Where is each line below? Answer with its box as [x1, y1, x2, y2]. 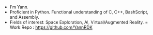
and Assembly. [9, 14, 40, 20]
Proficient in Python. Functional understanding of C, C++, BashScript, [9, 9, 149, 15]
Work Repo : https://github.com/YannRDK [9, 24, 93, 30]
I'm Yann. [9, 4, 29, 10]
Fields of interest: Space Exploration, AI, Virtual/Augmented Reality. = [9, 19, 148, 25]
